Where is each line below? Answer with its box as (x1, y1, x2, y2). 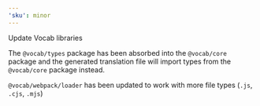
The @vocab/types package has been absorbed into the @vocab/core (8, 48, 227, 57)
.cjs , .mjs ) (8, 88, 43, 98)
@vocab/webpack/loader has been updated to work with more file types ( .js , (8, 80, 253, 90)
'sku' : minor (8, 11, 51, 20)
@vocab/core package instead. (8, 64, 105, 75)
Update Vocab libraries (8, 33, 83, 42)
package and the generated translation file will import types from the (8, 57, 231, 66)
